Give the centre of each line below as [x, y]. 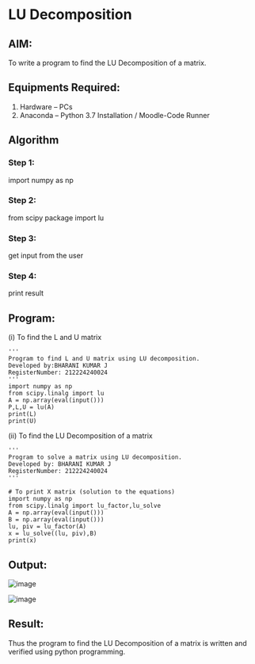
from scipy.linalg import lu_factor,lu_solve [84, 506]
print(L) [23, 414]
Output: [28, 565]
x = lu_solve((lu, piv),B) [53, 534]
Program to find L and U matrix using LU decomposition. [104, 359]
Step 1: [21, 162]
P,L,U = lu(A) [32, 407]
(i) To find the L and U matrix [55, 338]
